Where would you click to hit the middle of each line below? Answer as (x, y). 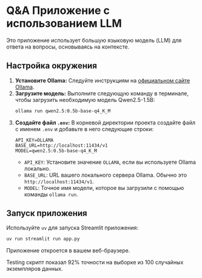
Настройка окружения (52, 66)
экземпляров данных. (35, 269)
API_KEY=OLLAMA (34, 140)
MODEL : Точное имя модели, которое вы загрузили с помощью (104, 188)
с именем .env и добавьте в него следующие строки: (84, 129)
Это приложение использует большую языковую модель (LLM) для (94, 40)
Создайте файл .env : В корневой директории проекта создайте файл (105, 123)
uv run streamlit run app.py (43, 239)
